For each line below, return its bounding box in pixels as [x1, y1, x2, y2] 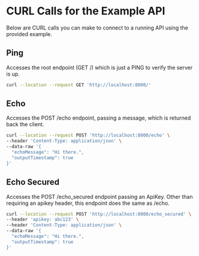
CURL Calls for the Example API [6, 4, 165, 18]
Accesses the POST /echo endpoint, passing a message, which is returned [6, 114, 191, 121]
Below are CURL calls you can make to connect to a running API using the [6, 24, 189, 31]
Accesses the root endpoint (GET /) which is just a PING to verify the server [6, 64, 193, 71]
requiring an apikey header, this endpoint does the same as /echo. [6, 200, 170, 207]
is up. [6, 70, 20, 78]
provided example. [6, 30, 53, 37]
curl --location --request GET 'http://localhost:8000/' [6, 82, 152, 88]
